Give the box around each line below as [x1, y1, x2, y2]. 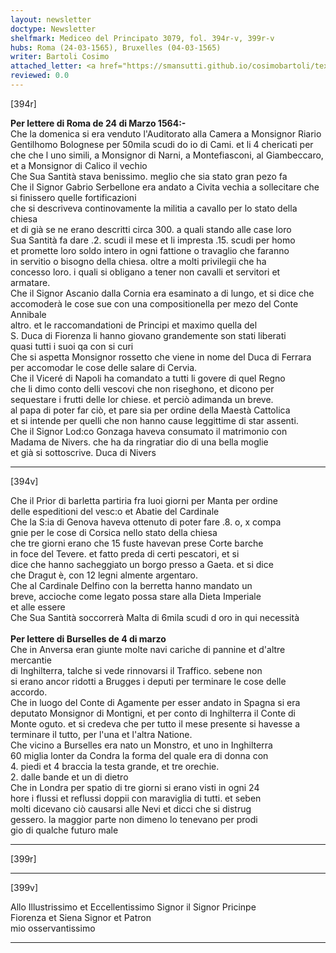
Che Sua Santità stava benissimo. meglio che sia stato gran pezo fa [10, 170, 288, 182]
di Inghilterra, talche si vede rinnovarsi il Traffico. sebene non [10, 664, 263, 676]
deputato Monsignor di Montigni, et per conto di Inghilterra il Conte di [10, 707, 296, 719]
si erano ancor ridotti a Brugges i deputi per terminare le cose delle [10, 675, 287, 687]
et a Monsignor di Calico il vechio [10, 159, 148, 171]
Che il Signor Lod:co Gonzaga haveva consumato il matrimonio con [10, 425, 288, 437]
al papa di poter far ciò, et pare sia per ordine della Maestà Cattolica [10, 404, 291, 416]
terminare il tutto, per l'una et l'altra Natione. [10, 728, 193, 740]
